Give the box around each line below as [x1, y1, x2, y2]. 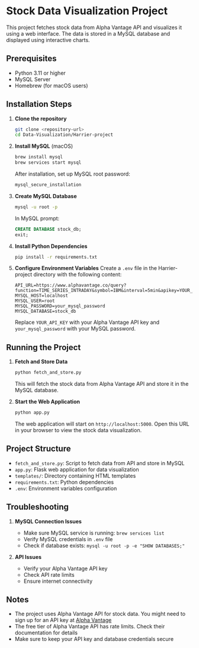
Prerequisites [6, 53, 57, 63]
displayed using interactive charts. [6, 36, 90, 43]
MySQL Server [14, 75, 51, 82]
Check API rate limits [23, 571, 75, 578]
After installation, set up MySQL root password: [14, 170, 130, 177]
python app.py [14, 409, 50, 416]
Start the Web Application [14, 398, 80, 405]
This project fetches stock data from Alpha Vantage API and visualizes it [6, 24, 182, 31]
